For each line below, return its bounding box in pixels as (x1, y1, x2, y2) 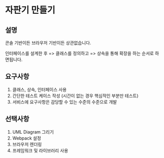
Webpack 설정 (12, 135, 41, 141)
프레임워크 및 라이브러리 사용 (12, 147, 68, 154)
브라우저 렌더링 (12, 141, 42, 147)
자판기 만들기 (5, 4, 55, 16)
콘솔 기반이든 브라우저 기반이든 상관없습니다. (5, 40, 92, 46)
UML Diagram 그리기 (12, 129, 54, 135)
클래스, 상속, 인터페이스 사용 (12, 86, 67, 92)
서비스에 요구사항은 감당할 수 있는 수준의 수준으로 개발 (12, 99, 117, 105)
